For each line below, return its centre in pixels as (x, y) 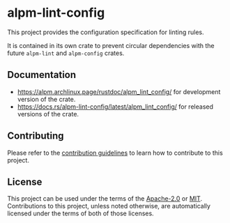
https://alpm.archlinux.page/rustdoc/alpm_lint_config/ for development (119, 91)
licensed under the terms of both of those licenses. (81, 213)
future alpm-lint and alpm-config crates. (66, 53)
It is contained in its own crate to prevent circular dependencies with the (111, 45)
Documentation (42, 75)
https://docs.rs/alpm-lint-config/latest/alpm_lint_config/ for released (115, 107)
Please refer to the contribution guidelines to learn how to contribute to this (115, 153)
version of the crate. (46, 99)
